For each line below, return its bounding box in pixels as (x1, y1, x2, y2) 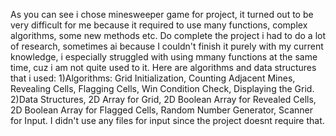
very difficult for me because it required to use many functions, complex (10, 19, 308, 31)
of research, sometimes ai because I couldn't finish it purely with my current (10, 40, 324, 52)
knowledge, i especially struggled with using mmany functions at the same (10, 51, 318, 63)
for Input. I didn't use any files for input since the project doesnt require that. (10, 115, 325, 126)
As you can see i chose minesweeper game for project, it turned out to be (10, 9, 314, 20)
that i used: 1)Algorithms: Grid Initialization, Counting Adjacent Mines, (10, 72, 296, 84)
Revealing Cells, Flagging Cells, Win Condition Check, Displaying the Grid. (10, 83, 315, 94)
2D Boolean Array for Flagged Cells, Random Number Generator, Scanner (10, 104, 314, 116)
